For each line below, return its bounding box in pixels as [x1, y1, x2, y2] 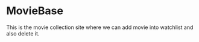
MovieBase [6, 4, 63, 18]
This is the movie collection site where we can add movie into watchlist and [6, 24, 194, 31]
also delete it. [6, 30, 40, 37]
